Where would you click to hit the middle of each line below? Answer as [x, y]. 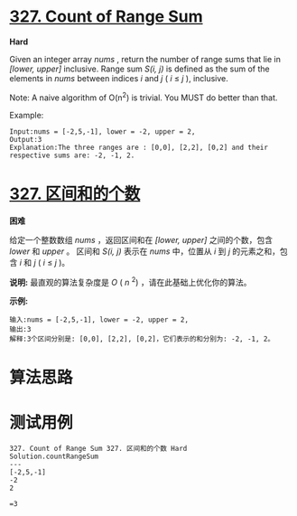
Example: [27, 115]
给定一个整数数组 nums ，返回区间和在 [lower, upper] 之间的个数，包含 [141, 239]
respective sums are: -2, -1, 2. [72, 155]
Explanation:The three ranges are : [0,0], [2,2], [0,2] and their [139, 147]
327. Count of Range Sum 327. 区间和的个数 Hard [98, 449]
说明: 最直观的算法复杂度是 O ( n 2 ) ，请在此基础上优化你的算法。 [130, 281]
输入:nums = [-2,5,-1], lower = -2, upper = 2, [99, 320]
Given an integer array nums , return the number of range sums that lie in [145, 59]
